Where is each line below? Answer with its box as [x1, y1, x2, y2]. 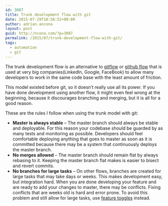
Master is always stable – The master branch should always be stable [12, 120, 158, 126]
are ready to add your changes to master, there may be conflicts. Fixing [12, 184, 161, 190]
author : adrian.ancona [5, 21, 53, 27]
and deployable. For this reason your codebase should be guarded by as [12, 125, 163, 131]
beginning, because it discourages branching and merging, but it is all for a [5, 94, 161, 101]
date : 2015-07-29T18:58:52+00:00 [5, 17, 75, 22]
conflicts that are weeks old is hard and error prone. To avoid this [12, 189, 148, 195]
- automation [10, 45, 37, 50]
